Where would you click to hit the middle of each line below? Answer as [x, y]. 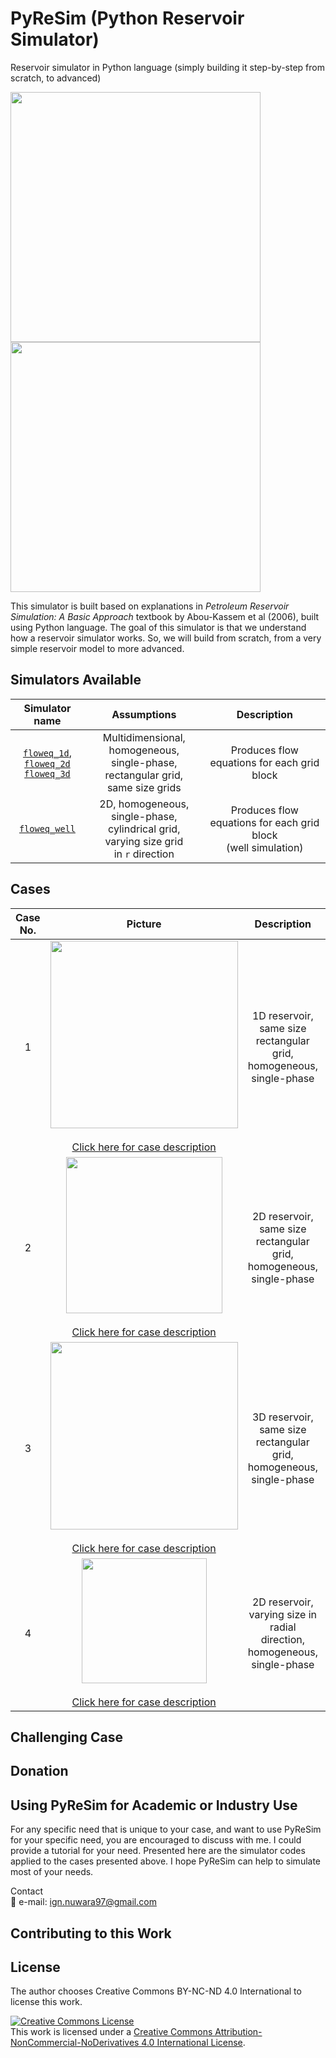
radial [283, 1627]
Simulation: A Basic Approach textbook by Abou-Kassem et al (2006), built [165, 616]
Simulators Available [76, 680]
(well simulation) [265, 847]
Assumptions [144, 714]
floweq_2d [47, 763]
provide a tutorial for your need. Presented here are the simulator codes [158, 1851]
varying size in [283, 1614]
